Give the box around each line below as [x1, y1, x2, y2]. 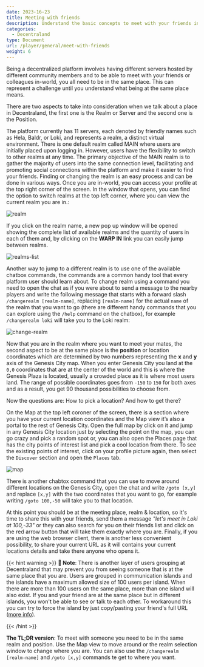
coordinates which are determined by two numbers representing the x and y [6, 353, 197, 360]
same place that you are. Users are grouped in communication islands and [6, 572, 192, 579]
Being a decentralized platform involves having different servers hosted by [6, 65, 193, 72]
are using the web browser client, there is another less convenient [6, 534, 172, 541]
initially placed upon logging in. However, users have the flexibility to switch [6, 146, 195, 154]
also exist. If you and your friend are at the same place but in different [6, 591, 181, 598]
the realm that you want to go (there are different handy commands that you [6, 303, 197, 310]
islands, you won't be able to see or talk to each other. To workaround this [6, 598, 192, 605]
